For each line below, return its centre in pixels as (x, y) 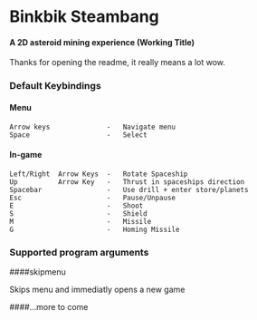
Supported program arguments (79, 252)
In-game (26, 155)
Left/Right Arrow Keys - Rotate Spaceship (99, 174)
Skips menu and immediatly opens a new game (97, 290)
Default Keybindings (55, 86)
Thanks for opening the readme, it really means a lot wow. (118, 63)
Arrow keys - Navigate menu (93, 127)
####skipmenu (38, 272)
